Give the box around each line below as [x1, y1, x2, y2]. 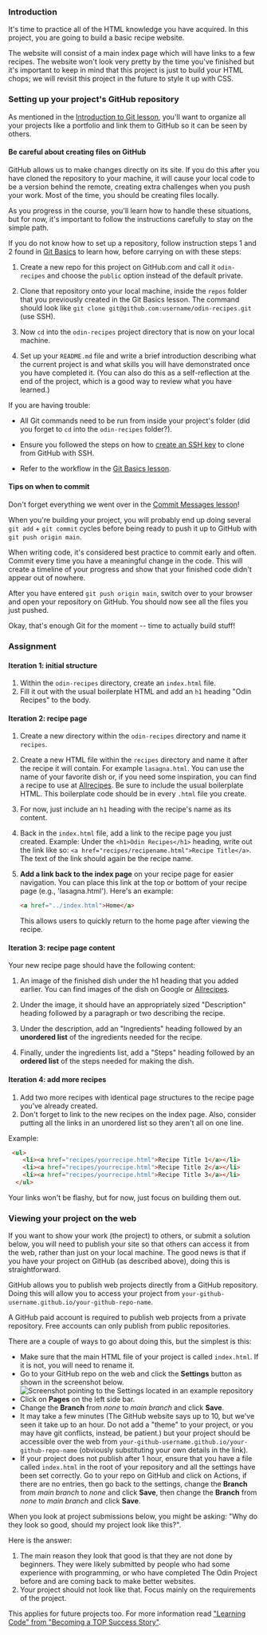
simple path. [8, 223, 49, 232]
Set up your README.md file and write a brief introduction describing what [19, 350, 257, 361]
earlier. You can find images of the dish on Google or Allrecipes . [19, 985, 230, 994]
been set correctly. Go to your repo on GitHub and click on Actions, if [19, 1471, 247, 1480]
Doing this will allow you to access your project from [8, 1289, 181, 1298]
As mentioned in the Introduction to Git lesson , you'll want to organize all [8, 112, 247, 121]
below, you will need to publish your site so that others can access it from [8, 1239, 249, 1249]
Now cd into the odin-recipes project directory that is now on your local [19, 326, 255, 337]
